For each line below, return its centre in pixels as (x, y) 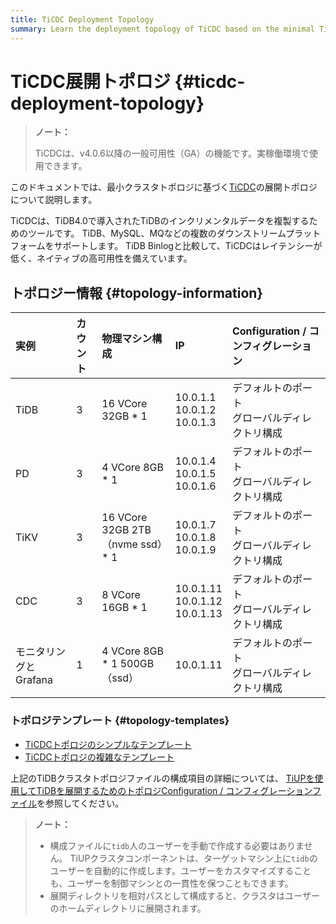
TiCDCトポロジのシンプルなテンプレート (108, 744)
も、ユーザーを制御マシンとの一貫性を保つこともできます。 (171, 883)
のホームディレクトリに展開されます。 (128, 908)
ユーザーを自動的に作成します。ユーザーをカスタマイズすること (180, 870)
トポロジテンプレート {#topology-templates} (120, 721)
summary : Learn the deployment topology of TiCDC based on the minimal (162, 29)
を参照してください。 (80, 803)
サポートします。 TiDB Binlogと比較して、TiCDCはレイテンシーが (188, 246)
